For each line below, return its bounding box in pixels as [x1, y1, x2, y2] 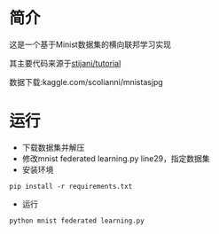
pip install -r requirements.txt [9, 182, 133, 191]
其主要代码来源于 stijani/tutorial [9, 58, 121, 68]
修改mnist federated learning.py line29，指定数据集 [21, 152, 210, 164]
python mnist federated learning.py [9, 216, 145, 225]
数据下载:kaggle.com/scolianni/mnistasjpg [9, 76, 164, 87]
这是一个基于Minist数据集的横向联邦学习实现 [9, 39, 171, 50]
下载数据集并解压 [21, 142, 85, 152]
